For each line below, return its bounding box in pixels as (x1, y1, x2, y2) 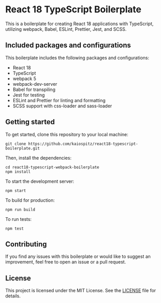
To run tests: (5, 216, 32, 222)
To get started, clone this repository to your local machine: (5, 131, 129, 137)
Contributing (5, 240, 47, 249)
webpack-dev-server (12, 81, 58, 87)
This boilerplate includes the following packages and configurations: (5, 54, 150, 61)
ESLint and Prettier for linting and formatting (12, 97, 106, 103)
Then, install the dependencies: (5, 155, 72, 161)
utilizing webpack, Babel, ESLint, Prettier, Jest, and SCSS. (5, 26, 127, 32)
